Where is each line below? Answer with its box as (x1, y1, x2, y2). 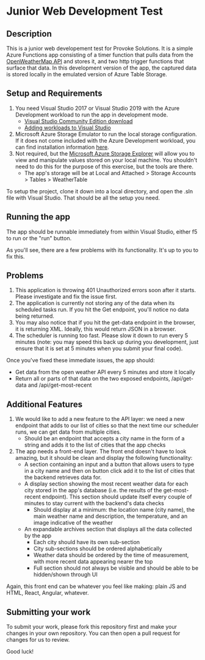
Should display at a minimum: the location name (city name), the (33, 506, 195, 514)
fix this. (6, 253, 25, 260)
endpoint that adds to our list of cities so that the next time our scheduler (15, 422, 199, 429)
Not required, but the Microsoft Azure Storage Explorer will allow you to (15, 149, 195, 157)
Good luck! (6, 648, 34, 655)
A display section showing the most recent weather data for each (24, 480, 189, 487)
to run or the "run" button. (6, 234, 72, 242)
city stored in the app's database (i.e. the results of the (24, 487, 162, 494)
